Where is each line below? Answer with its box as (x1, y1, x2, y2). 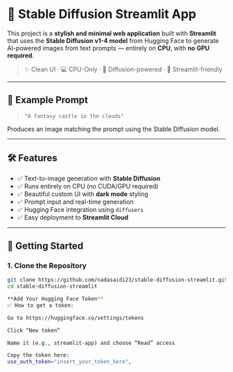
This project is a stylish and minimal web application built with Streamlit (7, 29, 216, 37)
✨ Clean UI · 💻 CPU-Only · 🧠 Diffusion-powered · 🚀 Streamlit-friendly (24, 65, 223, 73)
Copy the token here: (7, 352, 70, 359)
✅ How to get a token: (7, 301, 74, 309)
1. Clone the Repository (7, 260, 87, 270)
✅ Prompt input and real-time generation (17, 197, 134, 206)
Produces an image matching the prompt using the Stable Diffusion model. (7, 125, 221, 133)
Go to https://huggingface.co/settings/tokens (7, 315, 144, 321)
